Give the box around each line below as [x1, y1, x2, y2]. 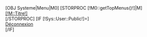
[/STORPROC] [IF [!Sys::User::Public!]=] [5, 16, 90, 22]
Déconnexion [5, 21, 33, 27]
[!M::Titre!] [5, 10, 28, 16]
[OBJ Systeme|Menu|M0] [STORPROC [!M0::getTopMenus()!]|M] [5, 5, 142, 11]
